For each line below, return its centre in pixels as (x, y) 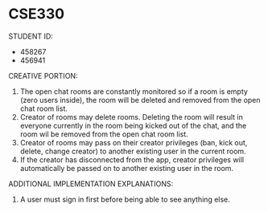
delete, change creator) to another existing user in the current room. (133, 151)
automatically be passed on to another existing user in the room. (127, 168)
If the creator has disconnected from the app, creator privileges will (132, 159)
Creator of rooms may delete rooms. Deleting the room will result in (131, 116)
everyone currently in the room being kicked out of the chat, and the (133, 125)
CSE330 (37, 14)
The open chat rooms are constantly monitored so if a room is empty (134, 91)
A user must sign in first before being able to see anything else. (125, 199)
